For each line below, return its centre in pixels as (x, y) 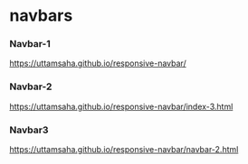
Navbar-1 (30, 44)
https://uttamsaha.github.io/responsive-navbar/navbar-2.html (124, 150)
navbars (41, 16)
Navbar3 (29, 130)
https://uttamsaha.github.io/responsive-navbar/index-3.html (121, 106)
